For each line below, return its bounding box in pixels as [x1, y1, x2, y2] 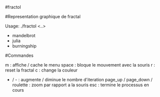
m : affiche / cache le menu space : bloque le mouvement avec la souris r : [5, 62, 156, 68]
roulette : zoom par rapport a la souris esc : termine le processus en [12, 82, 149, 88]
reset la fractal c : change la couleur [5, 67, 78, 73]
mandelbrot [12, 33, 36, 38]
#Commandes [5, 52, 34, 58]
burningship [12, 43, 37, 48]
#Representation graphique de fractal [5, 14, 81, 19]
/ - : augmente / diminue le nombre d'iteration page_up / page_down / [12, 77, 153, 82]
